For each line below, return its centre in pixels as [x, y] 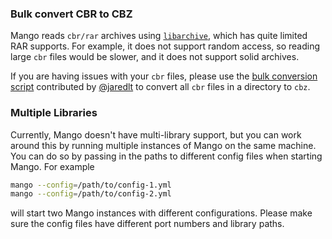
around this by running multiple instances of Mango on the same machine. [163, 145]
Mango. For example [52, 166]
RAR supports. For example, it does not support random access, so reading [165, 46]
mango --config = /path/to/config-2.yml [91, 194]
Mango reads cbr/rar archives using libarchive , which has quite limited [159, 36]
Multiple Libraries [54, 113]
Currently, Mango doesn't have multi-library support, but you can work [156, 134]
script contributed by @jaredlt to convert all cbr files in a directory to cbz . [160, 87]
